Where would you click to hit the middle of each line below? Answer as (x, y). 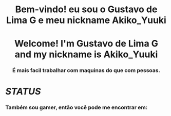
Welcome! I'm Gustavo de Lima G (86, 44)
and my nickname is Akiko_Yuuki (86, 54)
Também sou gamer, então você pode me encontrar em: (77, 107)
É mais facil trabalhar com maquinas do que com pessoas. (86, 71)
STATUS (23, 92)
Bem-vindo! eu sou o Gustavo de (86, 9)
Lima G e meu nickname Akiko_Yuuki (86, 20)
